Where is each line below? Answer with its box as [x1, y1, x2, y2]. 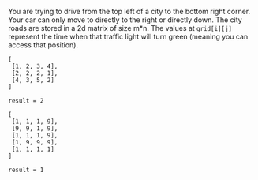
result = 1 [8, 166, 44, 174]
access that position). [8, 40, 79, 50]
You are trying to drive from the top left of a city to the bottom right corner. [8, 7, 251, 16]
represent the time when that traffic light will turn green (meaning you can [8, 32, 249, 41]
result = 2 [8, 97, 44, 105]
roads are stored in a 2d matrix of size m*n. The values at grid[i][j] [8, 24, 233, 32]
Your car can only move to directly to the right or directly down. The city [8, 15, 242, 24]
